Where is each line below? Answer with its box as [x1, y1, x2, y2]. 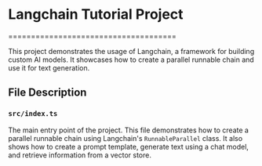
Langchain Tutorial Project [8, 5, 184, 23]
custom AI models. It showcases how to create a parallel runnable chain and [8, 55, 255, 64]
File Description [8, 86, 87, 99]
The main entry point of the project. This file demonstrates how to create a [8, 125, 249, 135]
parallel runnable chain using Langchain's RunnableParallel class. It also [8, 133, 243, 143]
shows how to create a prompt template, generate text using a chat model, [8, 142, 249, 151]
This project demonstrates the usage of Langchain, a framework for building [8, 46, 255, 56]
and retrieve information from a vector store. [8, 150, 151, 160]
